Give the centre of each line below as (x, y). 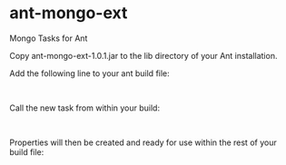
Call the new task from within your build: (85, 108)
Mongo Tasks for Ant (49, 38)
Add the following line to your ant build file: (89, 73)
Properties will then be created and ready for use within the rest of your (143, 142)
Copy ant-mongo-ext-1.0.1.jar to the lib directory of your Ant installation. (143, 55)
